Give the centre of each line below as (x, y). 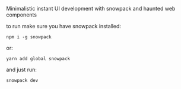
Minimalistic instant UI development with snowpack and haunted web (91, 9)
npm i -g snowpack (29, 37)
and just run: (22, 70)
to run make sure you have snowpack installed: (64, 26)
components (22, 15)
